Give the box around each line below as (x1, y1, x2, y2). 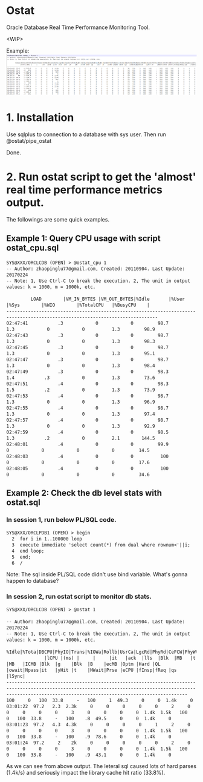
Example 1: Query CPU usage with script (6, 234, 161, 244)
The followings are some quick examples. (6, 215, 110, 223)
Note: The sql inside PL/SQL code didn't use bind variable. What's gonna (6, 571, 188, 578)
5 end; (11, 554, 31, 560)
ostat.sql (6, 497, 41, 507)
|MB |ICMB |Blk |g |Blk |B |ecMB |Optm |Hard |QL (6, 661, 161, 668)
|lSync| (6, 673, 26, 680)
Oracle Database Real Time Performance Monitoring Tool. (6, 24, 150, 31)
